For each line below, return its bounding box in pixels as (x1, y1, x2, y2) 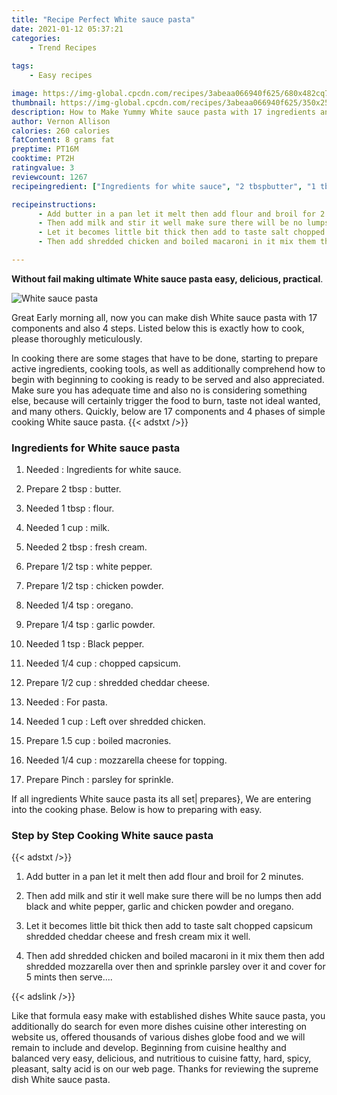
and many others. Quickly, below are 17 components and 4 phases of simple (11, 405, 326, 417)
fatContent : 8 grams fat (11, 135, 115, 145)
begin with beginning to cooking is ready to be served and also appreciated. (11, 373, 325, 385)
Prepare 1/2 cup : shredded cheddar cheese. (25, 677, 211, 689)
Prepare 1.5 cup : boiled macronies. (25, 735, 172, 747)
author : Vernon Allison (11, 116, 111, 126)
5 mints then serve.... (25, 971, 113, 983)
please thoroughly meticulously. (11, 332, 143, 345)
